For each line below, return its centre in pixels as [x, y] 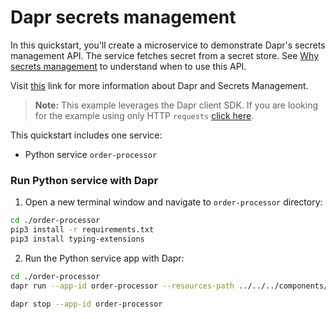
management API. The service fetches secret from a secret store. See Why [165, 55]
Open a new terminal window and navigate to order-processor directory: [173, 202]
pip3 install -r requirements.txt [82, 230]
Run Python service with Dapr [84, 180]
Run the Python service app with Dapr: [104, 258]
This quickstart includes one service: [86, 135]
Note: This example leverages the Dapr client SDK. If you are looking [176, 105]
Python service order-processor [91, 154]
